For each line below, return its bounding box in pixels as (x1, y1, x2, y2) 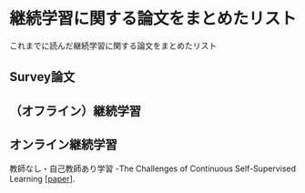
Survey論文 (9, 69, 76, 85)
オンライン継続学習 (9, 137, 117, 153)
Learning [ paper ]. (9, 173, 76, 184)
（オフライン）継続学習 (9, 103, 141, 118)
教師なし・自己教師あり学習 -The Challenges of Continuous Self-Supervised (9, 163, 297, 174)
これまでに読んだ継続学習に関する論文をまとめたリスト (9, 40, 217, 51)
